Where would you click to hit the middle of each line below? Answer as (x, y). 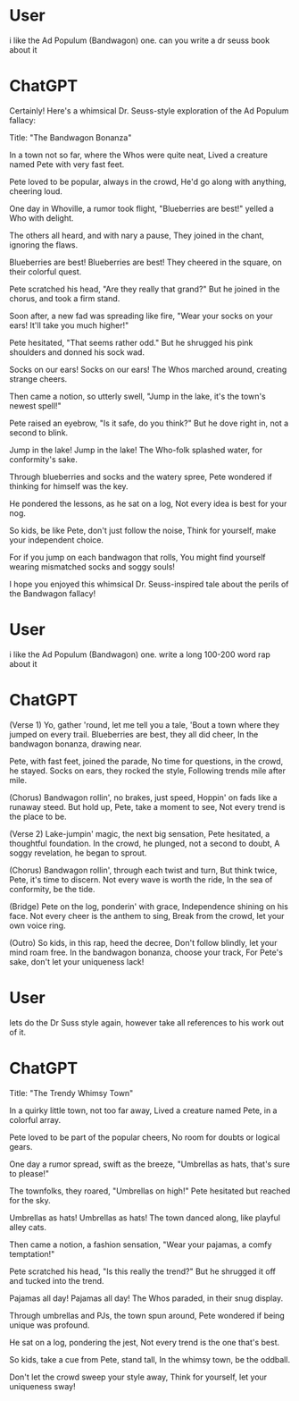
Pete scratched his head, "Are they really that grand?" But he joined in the (145, 289)
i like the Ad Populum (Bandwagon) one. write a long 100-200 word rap (140, 654)
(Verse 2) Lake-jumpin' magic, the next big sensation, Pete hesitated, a (140, 833)
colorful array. (35, 1119)
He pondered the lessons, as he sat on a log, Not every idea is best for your (148, 503)
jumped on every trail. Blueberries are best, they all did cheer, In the (134, 734)
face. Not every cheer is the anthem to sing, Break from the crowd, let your (147, 916)
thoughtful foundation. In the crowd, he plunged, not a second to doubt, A (145, 843)
